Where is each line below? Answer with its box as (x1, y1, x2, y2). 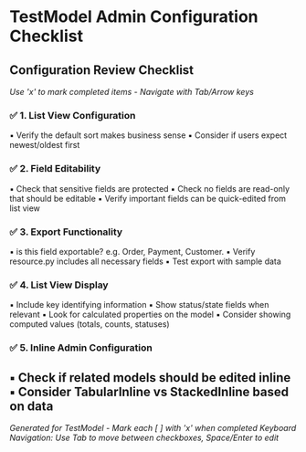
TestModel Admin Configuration (9, 6, 259, 27)
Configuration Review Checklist (9, 62, 195, 78)
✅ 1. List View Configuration (9, 109, 136, 121)
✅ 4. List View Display (9, 279, 109, 291)
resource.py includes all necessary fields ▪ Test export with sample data (9, 256, 281, 267)
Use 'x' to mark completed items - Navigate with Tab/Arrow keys (9, 87, 254, 97)
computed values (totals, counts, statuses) (9, 319, 171, 330)
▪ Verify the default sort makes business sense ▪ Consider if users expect (9, 130, 288, 141)
